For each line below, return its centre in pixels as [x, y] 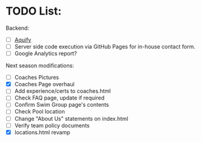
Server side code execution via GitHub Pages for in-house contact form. [105, 46]
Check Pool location [39, 112]
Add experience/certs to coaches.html [63, 91]
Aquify [23, 39]
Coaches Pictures [36, 78]
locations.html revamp [42, 132]
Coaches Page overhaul [44, 84]
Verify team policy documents [52, 125]
